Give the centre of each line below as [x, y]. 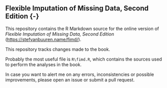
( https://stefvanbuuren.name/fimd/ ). [43, 39]
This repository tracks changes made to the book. [58, 49]
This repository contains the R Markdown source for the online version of [82, 28]
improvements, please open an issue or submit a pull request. [70, 80]
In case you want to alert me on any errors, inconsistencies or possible [80, 74]
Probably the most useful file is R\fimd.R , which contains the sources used [84, 59]
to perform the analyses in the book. [43, 64]
